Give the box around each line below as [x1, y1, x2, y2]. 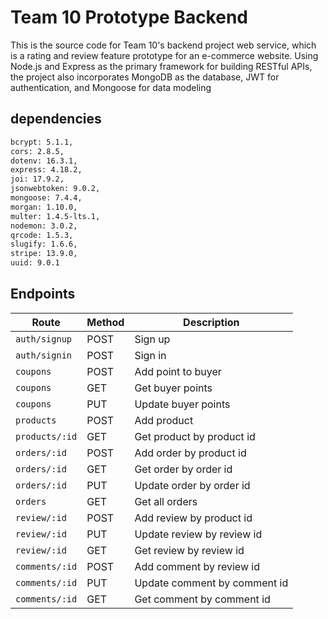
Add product [134, 413, 194, 427]
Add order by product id [134, 446, 247, 460]
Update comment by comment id [134, 576, 289, 590]
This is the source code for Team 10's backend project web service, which [10, 39, 317, 51]
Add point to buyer [134, 364, 222, 378]
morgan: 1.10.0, [10, 202, 78, 212]
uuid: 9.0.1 [10, 258, 60, 268]
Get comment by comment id [134, 592, 271, 606]
